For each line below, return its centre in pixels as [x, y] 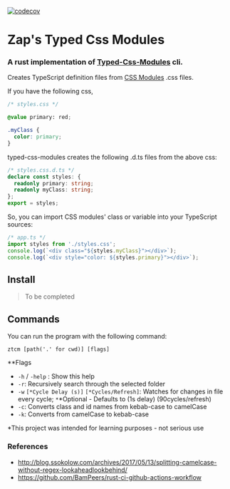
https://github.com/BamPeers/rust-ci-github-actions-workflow [109, 477]
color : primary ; [38, 137]
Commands [34, 319]
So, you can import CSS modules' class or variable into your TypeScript [112, 217]
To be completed [49, 297]
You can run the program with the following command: [87, 336]
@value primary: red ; [40, 118]
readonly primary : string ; [54, 183]
